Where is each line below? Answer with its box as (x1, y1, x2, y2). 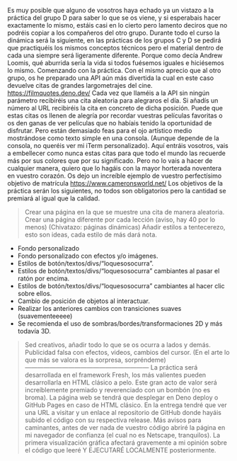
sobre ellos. (17, 290, 52, 297)
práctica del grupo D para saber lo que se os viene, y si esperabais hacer (7, 13, 221, 22)
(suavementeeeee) (17, 312, 73, 320)
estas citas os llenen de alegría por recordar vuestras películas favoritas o (7, 111, 223, 120)
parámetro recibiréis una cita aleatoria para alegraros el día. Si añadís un (7, 96, 219, 105)
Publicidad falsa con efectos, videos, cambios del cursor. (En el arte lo (24, 348, 230, 356)
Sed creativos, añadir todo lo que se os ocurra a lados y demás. (24, 341, 211, 349)
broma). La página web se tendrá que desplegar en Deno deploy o (24, 393, 219, 402)
